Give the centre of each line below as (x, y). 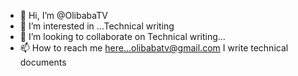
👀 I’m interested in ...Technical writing (97, 26)
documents (43, 62)
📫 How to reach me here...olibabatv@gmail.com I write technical (154, 48)
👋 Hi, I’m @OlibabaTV (63, 15)
